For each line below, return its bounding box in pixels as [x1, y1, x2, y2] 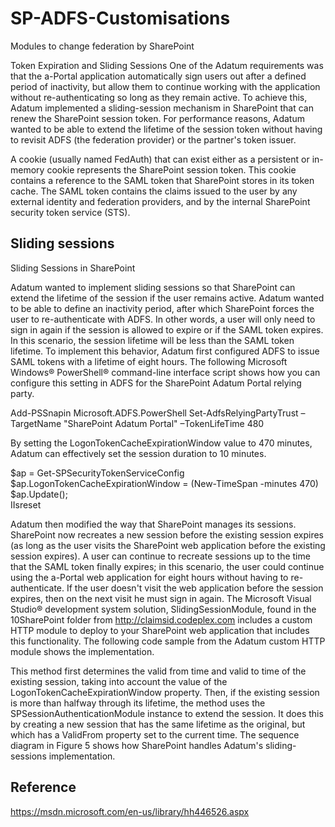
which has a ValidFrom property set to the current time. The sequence [10, 728, 300, 741]
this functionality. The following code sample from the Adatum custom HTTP [10, 635, 326, 647]
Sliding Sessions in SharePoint [10, 262, 136, 274]
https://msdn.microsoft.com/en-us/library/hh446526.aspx [10, 805, 250, 817]
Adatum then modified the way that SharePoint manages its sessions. [10, 518, 297, 530]
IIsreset [10, 498, 42, 511]
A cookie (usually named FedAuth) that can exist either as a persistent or [10, 153, 310, 165]
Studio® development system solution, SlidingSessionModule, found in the [10, 603, 317, 615]
